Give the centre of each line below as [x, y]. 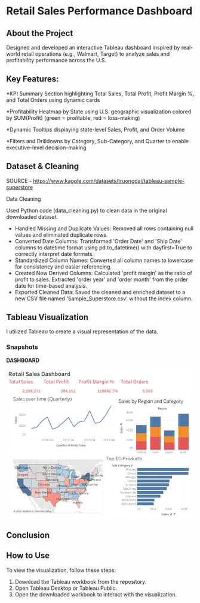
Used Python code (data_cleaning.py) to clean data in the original [87, 210]
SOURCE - [19, 180]
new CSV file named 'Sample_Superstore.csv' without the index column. [104, 299]
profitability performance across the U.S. [56, 60]
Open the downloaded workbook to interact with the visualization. [96, 594]
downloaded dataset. [32, 216]
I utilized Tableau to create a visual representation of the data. [82, 331]
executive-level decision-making [46, 147]
